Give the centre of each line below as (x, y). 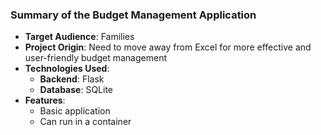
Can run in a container (85, 122)
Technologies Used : (67, 69)
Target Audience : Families (79, 37)
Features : (45, 100)
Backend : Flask (72, 79)
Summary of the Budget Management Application (133, 15)
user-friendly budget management (96, 58)
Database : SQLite (76, 90)
